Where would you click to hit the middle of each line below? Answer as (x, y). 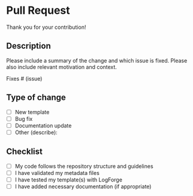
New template (32, 112)
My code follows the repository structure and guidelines (84, 166)
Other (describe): (36, 132)
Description (28, 46)
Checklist (25, 152)
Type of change (36, 98)
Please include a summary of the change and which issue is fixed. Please (97, 60)
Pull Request (38, 11)
